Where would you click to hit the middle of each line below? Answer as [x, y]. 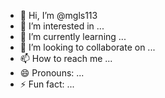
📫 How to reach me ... [66, 58]
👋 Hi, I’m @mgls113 [58, 15]
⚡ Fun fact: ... [47, 84]
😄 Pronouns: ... [52, 73]
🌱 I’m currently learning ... [73, 36]
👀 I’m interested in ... [62, 26]
